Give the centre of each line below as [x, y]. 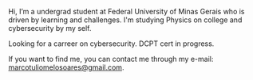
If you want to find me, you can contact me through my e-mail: [111, 59]
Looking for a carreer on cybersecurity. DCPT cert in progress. [111, 44]
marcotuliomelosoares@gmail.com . [66, 67]
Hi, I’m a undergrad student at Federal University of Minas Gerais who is [126, 11]
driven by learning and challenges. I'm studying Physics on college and [125, 20]
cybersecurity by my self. [50, 28]
